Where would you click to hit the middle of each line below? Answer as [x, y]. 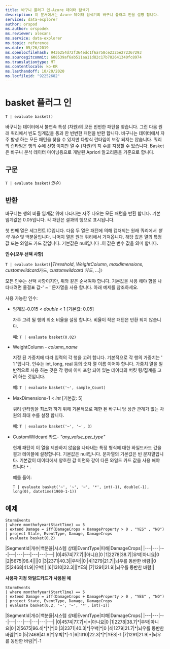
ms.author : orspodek [27, 29]
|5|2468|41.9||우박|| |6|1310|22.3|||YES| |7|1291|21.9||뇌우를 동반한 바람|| [80, 567]
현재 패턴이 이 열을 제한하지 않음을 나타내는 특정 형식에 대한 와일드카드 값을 [87, 448]
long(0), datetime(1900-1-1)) [45, 492]
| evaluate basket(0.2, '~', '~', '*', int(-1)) [58, 606]
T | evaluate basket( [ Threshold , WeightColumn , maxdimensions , [74, 264]
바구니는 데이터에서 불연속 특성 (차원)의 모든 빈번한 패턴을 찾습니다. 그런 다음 [81, 126]
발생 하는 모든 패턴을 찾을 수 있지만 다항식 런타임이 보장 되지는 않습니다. [81, 139]
